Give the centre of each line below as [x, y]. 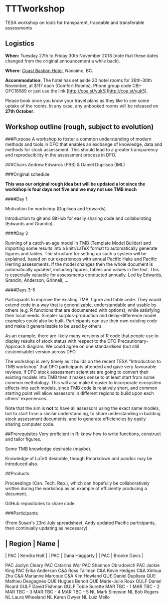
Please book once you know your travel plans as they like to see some [77, 100]
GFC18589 [16, 91]
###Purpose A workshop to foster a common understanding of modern [79, 139]
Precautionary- [133, 341]
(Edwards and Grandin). [30, 223]
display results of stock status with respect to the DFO [61, 341]
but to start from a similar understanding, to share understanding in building [83, 413]
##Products [17, 473]
